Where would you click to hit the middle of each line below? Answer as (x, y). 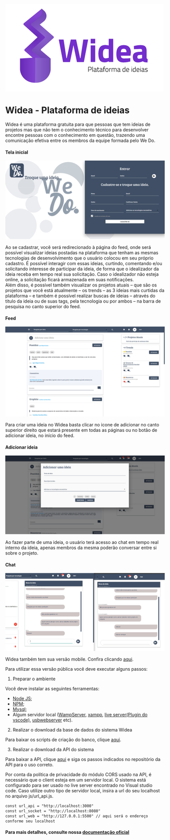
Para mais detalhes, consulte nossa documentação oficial (67, 832)
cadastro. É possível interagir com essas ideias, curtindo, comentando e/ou (84, 264)
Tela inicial (17, 152)
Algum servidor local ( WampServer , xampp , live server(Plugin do (80, 714)
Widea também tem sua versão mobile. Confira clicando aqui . (70, 659)
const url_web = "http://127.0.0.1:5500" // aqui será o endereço (77, 816)
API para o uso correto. (30, 764)
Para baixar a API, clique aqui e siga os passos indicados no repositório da (83, 759)
